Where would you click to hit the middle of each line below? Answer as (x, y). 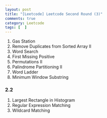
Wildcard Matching (31, 111)
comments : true (20, 18)
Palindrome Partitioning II (37, 67)
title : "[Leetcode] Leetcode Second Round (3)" (54, 14)
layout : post (18, 9)
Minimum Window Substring (40, 77)
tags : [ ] (16, 28)
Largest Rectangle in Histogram (43, 100)
